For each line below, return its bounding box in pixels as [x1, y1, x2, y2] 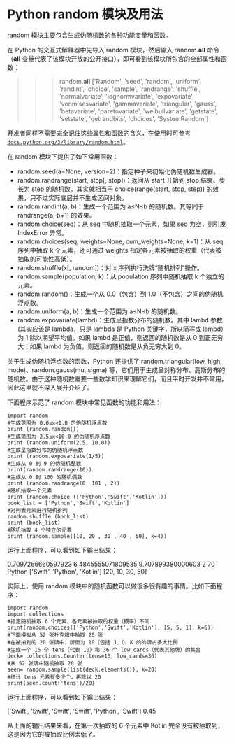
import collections [7, 610, 64, 618]
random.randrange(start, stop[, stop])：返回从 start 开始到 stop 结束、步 [17, 176, 226, 184]
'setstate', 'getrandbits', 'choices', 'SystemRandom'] [59, 114, 209, 122]
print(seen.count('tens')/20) [7, 679, 96, 686]
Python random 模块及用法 [7, 6, 163, 22]
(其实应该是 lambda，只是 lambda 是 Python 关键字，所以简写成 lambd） [17, 325, 227, 333]
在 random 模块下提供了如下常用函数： [7, 152, 119, 161]
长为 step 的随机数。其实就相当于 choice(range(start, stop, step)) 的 [17, 185, 213, 193]
